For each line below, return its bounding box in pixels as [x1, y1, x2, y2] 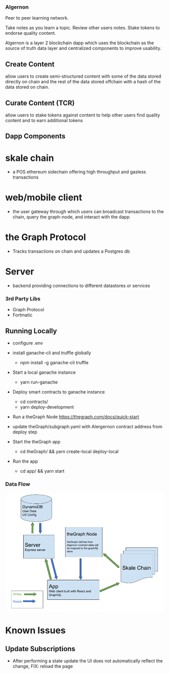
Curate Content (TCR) [5, 98, 75, 107]
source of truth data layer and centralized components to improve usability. [5, 45, 161, 51]
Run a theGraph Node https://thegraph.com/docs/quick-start [12, 414, 140, 420]
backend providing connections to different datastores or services [12, 283, 150, 289]
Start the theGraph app [12, 439, 61, 445]
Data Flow [5, 481, 30, 488]
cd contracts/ [20, 399, 48, 405]
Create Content [5, 60, 54, 69]
